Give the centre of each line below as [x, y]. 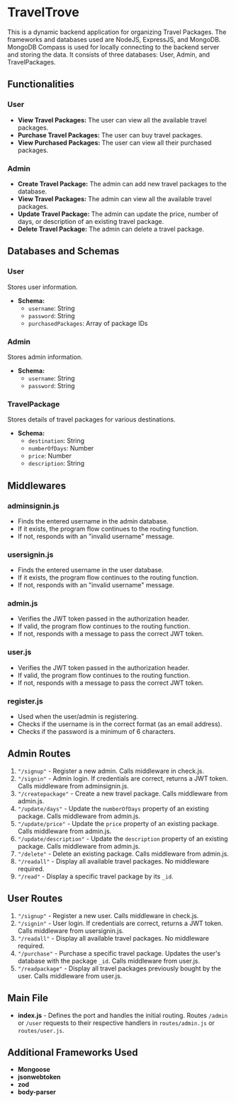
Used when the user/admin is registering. [78, 717]
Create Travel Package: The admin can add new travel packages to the [122, 183]
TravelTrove [43, 12]
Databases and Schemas [63, 251]
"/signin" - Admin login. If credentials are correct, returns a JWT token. [123, 778]
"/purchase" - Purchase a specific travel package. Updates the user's [119, 953]
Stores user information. [43, 287]
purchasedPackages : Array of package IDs [88, 323]
